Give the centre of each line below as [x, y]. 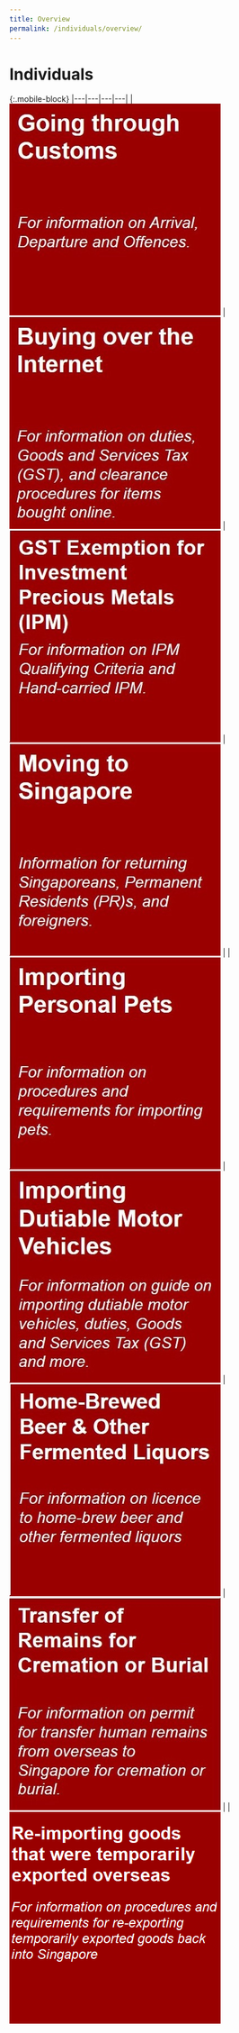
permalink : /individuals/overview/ [76, 28]
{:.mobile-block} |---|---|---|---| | [71, 99]
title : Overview [40, 19]
